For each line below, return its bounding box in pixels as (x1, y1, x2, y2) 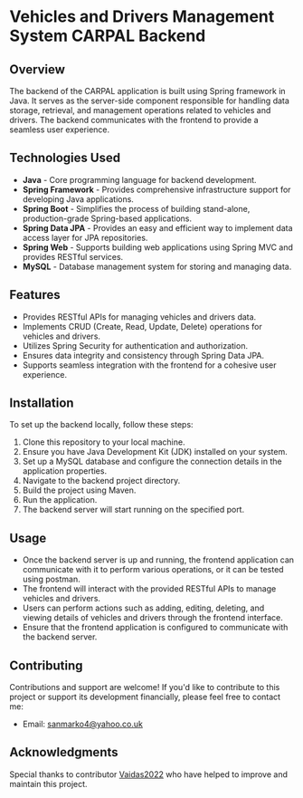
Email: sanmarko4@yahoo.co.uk (22, 718, 143, 730)
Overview (9, 62, 66, 77)
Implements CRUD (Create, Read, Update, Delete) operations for (22, 321, 262, 332)
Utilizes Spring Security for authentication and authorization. (22, 340, 249, 351)
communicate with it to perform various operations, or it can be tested (22, 564, 284, 575)
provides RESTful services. (22, 251, 124, 262)
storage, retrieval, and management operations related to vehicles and (9, 105, 271, 115)
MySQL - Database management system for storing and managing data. (22, 261, 292, 272)
